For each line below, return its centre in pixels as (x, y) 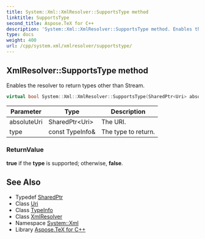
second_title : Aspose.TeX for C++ (50, 23)
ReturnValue (25, 150)
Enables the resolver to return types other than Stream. (76, 85)
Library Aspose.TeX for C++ (50, 229)
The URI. (114, 121)
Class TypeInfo (34, 210)
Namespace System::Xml (47, 223)
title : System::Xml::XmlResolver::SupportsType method (77, 12)
